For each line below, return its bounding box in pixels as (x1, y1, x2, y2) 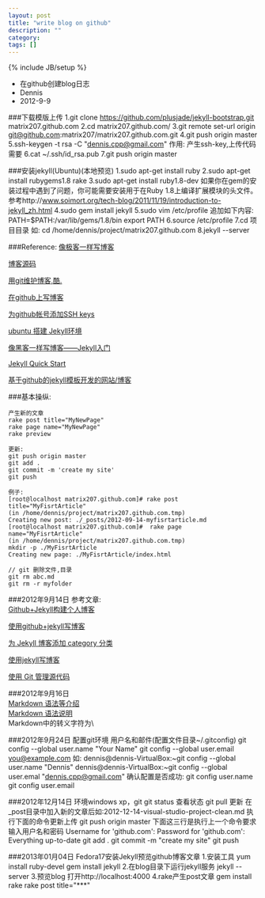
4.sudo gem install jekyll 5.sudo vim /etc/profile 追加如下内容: (54, 206, 254, 215)
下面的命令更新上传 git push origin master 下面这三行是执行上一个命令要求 (14, 817, 257, 827)
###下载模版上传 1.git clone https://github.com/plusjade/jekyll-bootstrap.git (8, 112, 255, 123)
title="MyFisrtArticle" (8, 502, 87, 510)
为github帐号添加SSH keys (8, 309, 95, 319)
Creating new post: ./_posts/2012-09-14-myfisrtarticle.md (8, 516, 207, 525)
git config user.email (8, 781, 75, 790)
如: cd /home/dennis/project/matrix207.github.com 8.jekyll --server (30, 225, 250, 235)
